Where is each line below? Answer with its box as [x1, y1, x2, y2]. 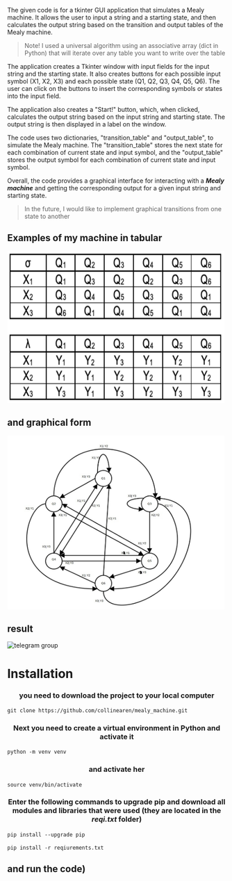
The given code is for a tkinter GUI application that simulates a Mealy [7, 6, 205, 14]
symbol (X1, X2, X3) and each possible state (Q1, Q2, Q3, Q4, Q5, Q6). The [7, 77, 220, 85]
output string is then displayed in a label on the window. [7, 120, 167, 128]
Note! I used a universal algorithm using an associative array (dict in [24, 42, 219, 49]
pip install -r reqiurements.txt [7, 844, 104, 851]
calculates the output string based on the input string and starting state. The [7, 113, 226, 121]
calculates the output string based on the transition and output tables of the [7, 21, 224, 28]
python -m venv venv [7, 748, 67, 756]
